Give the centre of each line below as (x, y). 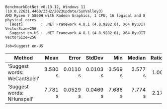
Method (24, 58)
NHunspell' (21, 99)
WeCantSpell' (24, 79)
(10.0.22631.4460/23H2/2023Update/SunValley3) (54, 11)
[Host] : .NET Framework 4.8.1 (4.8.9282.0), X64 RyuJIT (78, 24)
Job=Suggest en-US (24, 46)
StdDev (95, 58)
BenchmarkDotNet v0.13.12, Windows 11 (45, 7)
